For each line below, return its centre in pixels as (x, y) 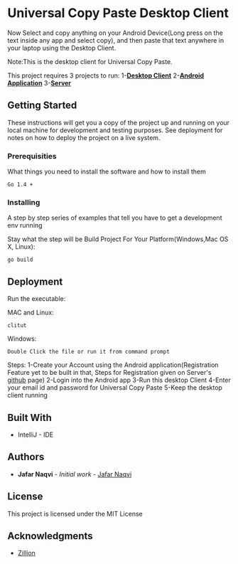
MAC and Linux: (31, 313)
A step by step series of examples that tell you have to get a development (115, 218)
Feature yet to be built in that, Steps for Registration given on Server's (109, 373)
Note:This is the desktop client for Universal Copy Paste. (90, 61)
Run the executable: (37, 299)
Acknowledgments (50, 536)
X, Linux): (21, 247)
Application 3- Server (39, 83)
